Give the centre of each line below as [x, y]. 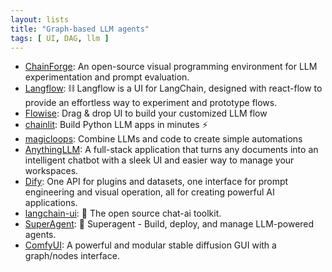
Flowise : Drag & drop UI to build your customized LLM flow [146, 113]
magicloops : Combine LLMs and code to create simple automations [163, 139]
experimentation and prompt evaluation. [107, 77]
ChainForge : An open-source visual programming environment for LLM [171, 67]
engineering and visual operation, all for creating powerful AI [149, 192]
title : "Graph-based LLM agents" [80, 29]
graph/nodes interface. [72, 256]
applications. [51, 203]
